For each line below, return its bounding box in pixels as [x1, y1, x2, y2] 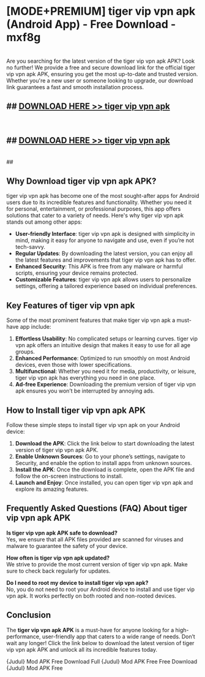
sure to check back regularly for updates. [6, 567, 111, 574]
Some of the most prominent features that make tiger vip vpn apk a [6, 316, 176, 324]
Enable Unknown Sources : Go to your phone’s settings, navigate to [15, 453, 185, 460]
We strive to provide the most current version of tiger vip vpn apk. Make [6, 560, 188, 568]
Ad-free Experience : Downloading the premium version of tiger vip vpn [15, 381, 196, 388]
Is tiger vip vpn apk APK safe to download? [6, 529, 118, 536]
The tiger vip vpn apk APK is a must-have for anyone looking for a [6, 626, 174, 633]
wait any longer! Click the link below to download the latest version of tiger [6, 639, 195, 646]
